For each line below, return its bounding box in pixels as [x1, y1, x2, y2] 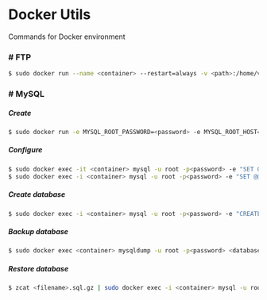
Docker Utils [8, 6, 91, 24]
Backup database [8, 227, 69, 237]
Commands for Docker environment [8, 32, 126, 41]
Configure [8, 145, 43, 155]
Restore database [8, 263, 69, 273]
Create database [8, 190, 66, 199]
